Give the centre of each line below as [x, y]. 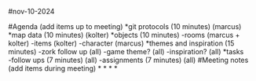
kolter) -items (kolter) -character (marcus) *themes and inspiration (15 [121, 43]
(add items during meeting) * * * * [63, 68]
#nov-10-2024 [31, 11]
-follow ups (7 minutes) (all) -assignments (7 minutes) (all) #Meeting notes [128, 60]
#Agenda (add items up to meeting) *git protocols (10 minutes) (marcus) [125, 26]
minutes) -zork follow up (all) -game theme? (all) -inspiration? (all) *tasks [126, 52]
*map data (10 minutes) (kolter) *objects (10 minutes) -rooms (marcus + [124, 35]
